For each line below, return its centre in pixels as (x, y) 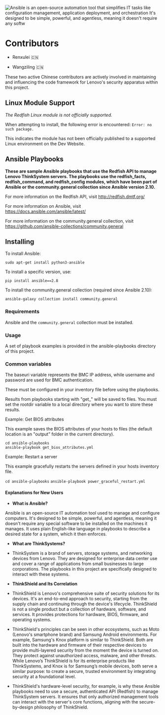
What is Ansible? (30, 503)
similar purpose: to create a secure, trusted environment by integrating (84, 671)
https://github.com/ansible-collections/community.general (64, 226)
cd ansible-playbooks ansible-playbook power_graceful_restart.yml (75, 482)
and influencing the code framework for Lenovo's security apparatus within (82, 82)
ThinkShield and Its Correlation (45, 584)
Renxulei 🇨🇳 (25, 57)
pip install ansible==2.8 (32, 281)
